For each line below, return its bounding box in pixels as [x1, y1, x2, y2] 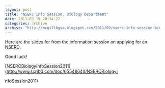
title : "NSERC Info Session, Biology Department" [5, 12, 109, 17]
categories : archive [5, 21, 48, 26]
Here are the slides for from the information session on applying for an [5, 39, 148, 45]
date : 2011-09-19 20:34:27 [5, 16, 60, 21]
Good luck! [5, 54, 27, 59]
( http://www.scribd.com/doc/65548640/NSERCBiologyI [5, 68, 118, 74]
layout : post [5, 7, 32, 12]
